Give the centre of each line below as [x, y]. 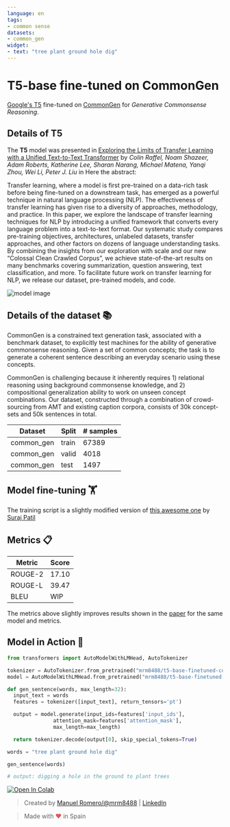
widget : [18, 45]
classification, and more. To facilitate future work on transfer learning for [110, 272]
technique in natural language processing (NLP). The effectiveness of [105, 200]
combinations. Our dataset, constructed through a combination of [100, 400]
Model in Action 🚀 [46, 642]
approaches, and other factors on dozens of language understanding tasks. [114, 243]
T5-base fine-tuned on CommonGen [113, 86]
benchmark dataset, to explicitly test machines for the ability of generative [112, 343]
